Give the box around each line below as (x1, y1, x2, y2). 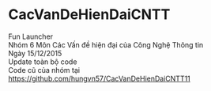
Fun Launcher (8, 32, 54, 41)
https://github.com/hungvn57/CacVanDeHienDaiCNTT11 (8, 74, 191, 83)
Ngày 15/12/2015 (8, 48, 62, 58)
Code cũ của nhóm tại (8, 65, 81, 74)
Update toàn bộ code (8, 57, 77, 66)
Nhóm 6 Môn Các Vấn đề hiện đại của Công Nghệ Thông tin (8, 40, 204, 49)
